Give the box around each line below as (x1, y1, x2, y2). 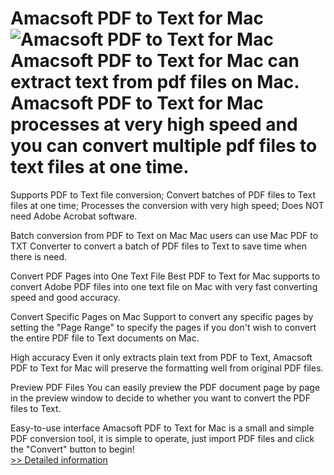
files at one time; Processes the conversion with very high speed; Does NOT (10, 199, 325, 211)
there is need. (10, 250, 68, 262)
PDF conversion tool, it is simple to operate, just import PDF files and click (10, 432, 315, 444)
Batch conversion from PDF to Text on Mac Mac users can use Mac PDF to (10, 229, 319, 241)
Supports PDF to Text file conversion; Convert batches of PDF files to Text (10, 188, 316, 201)
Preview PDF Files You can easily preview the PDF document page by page (10, 381, 321, 393)
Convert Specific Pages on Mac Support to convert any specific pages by (10, 310, 314, 322)
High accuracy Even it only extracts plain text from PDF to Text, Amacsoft (10, 351, 313, 363)
